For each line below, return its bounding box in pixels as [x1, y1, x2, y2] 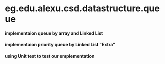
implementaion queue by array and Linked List [5, 30, 103, 36]
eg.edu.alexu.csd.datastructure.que [5, 3, 160, 14]
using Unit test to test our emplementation [5, 53, 95, 59]
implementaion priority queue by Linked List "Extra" [5, 42, 116, 48]
